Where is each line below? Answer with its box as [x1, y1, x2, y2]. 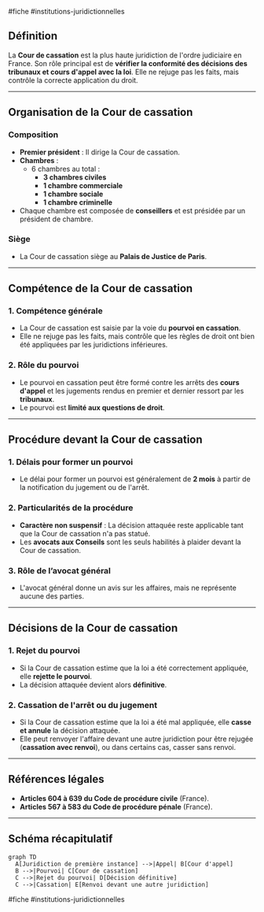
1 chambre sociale [42, 189, 104, 198]
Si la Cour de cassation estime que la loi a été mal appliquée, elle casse [19, 717, 251, 727]
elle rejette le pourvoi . [19, 671, 93, 680]
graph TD [8, 853, 37, 861]
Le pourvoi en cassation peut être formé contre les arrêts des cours [19, 377, 240, 387]
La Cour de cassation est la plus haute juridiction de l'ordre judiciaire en [8, 50, 242, 60]
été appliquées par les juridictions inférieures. [19, 340, 168, 350]
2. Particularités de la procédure [8, 502, 134, 513]
